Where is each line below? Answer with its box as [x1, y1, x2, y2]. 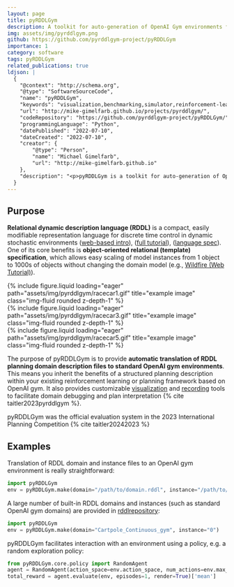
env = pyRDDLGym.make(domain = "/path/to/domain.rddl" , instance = [7, 486, 198, 493]
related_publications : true [7, 62, 89, 69]
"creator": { [19, 140, 58, 147]
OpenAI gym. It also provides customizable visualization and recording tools [7, 384, 225, 393]
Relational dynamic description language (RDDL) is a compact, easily [7, 224, 210, 232]
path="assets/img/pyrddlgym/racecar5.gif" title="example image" [7, 333, 196, 342]
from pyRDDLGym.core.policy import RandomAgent [7, 560, 148, 567]
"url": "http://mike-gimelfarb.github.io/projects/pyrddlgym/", [19, 108, 210, 115]
